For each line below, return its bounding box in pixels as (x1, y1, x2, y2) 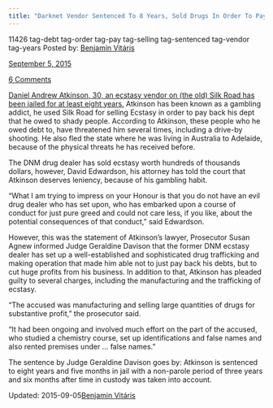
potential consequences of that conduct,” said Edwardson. (8, 216, 205, 226)
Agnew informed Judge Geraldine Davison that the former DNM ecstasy (8, 241, 250, 250)
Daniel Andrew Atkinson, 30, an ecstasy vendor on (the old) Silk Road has (8, 90, 255, 100)
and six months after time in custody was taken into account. (8, 375, 213, 384)
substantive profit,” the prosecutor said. (8, 308, 141, 318)
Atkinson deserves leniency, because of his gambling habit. (8, 175, 208, 184)
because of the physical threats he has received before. (8, 141, 196, 151)
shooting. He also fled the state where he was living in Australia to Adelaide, (8, 133, 263, 143)
